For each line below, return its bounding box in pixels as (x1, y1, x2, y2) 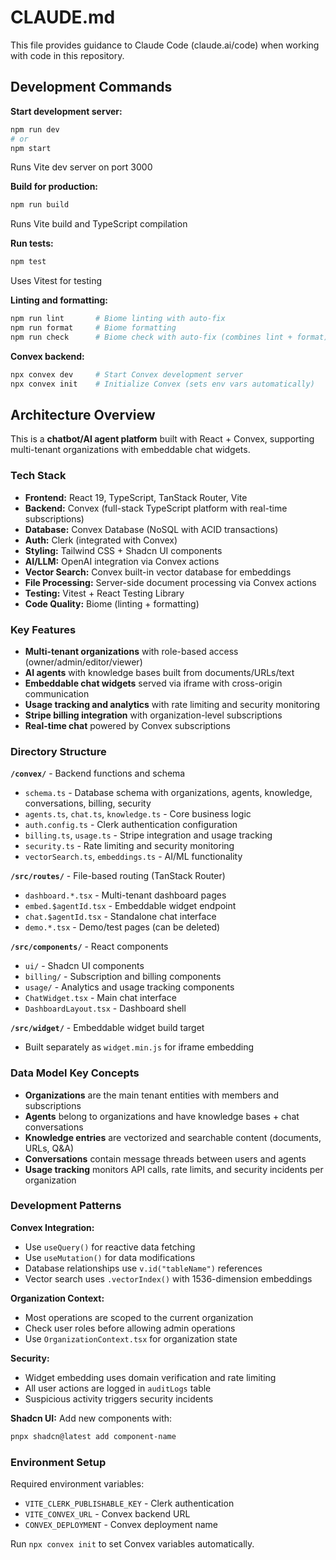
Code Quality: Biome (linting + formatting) (24, 597, 200, 610)
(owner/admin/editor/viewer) (24, 656, 143, 668)
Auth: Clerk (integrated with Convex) (24, 534, 178, 546)
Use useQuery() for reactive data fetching (24, 1241, 196, 1253)
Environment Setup (10, 1455, 107, 1469)
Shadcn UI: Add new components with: (10, 1412, 173, 1424)
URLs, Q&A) (24, 1142, 74, 1154)
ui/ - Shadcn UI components (24, 960, 145, 972)
